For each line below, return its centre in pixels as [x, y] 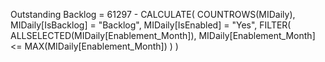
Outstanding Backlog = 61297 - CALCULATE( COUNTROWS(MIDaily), [153, 14]
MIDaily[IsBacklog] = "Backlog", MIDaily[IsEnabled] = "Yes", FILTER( [151, 25]
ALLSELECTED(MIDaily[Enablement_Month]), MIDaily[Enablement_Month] [163, 35]
